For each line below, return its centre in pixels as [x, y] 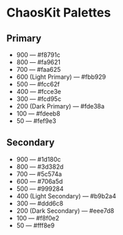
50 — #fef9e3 [36, 121]
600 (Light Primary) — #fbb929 [61, 77]
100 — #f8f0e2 [38, 218]
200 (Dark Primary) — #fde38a [60, 106]
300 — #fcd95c [39, 99]
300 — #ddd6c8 [40, 203]
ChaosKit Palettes [59, 13]
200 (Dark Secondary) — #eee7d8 [65, 210]
